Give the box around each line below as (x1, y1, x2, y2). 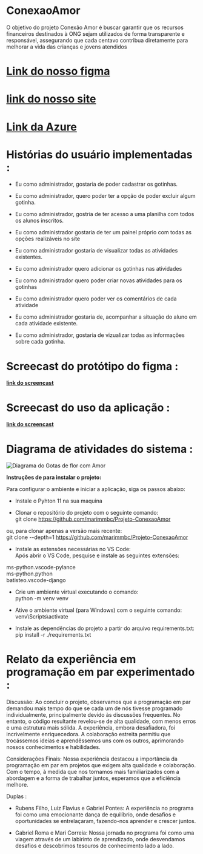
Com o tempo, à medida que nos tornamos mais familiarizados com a (6, 768, 180, 776)
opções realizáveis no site (15, 235, 81, 243)
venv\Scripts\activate (15, 613, 68, 620)
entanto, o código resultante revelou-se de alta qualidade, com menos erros (6, 717, 196, 725)
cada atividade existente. (15, 320, 78, 327)
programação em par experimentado (6, 665, 195, 679)
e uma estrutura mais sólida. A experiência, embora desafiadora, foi (6, 724, 176, 731)
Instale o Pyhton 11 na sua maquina (15, 497, 103, 504)
